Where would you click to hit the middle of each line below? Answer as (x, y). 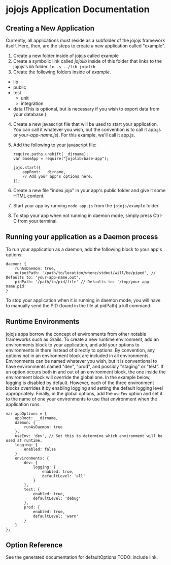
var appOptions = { (26, 414)
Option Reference (34, 545)
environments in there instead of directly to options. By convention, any (80, 350)
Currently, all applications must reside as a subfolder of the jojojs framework (85, 40)
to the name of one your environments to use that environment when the (81, 399)
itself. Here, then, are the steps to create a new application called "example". (85, 46)
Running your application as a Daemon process (82, 237)
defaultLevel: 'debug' (57, 498)
